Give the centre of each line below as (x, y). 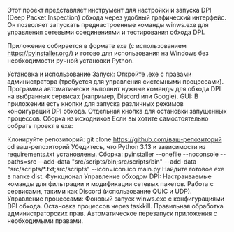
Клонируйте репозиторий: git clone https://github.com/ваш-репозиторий (115, 139)
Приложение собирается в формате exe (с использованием (97, 46)
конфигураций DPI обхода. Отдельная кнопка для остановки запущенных (117, 111)
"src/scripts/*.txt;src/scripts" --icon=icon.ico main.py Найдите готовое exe (116, 169)
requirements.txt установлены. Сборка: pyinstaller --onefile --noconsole (113, 154)
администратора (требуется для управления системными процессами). (116, 82)
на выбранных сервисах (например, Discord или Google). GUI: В (103, 96)
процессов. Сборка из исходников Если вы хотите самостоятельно (108, 118)
